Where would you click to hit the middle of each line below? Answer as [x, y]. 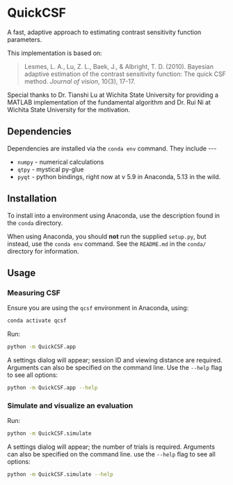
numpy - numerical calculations [61, 162]
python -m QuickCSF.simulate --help [60, 475]
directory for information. [43, 251]
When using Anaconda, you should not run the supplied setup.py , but [107, 236]
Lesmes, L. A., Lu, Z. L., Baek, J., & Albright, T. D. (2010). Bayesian [119, 66]
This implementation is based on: [55, 53]
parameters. [25, 39]
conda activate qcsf [37, 321]
